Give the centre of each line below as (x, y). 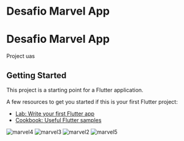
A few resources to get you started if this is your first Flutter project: (92, 101)
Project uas (21, 56)
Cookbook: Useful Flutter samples (58, 120)
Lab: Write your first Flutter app (55, 114)
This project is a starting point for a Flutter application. (75, 90)
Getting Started (36, 75)
